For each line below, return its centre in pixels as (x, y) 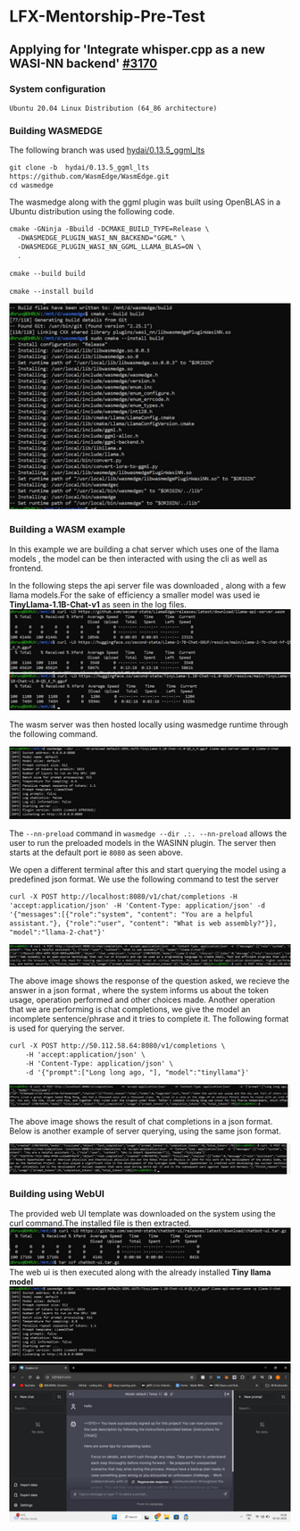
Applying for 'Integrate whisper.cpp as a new (137, 50)
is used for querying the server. (67, 1028)
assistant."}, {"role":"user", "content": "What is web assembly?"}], (143, 923)
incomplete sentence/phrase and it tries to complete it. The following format (149, 1018)
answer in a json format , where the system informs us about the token (139, 990)
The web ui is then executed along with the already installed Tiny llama (140, 1272)
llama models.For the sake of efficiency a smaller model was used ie (135, 595)
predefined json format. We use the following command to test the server (144, 879)
